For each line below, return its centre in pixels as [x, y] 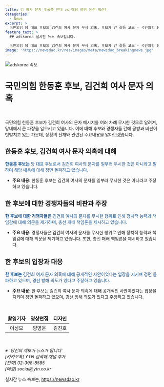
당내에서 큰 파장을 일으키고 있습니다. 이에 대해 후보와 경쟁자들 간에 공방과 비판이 [81, 128]
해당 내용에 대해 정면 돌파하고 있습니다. [51, 170]
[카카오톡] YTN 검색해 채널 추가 [35, 356]
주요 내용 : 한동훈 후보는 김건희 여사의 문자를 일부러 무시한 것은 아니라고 [80, 181]
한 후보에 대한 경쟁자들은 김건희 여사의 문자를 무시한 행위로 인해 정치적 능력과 [78, 216]
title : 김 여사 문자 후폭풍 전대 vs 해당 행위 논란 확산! [56, 10]
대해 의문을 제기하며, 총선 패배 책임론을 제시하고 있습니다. [73, 222]
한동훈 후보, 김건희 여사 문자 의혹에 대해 [61, 151]
